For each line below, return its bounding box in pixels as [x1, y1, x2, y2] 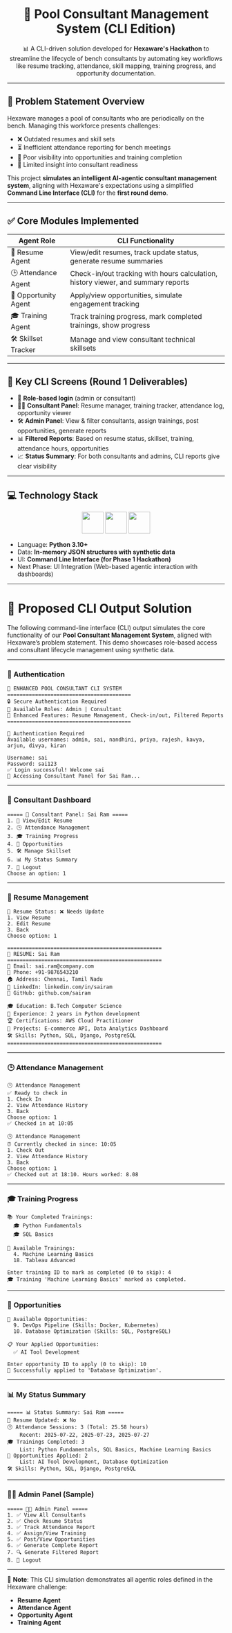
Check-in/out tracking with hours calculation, [70, 269, 218, 279]
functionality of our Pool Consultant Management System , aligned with [7, 631, 212, 640]
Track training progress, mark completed [70, 312, 202, 322]
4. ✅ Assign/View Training [7, 1530, 86, 1537]
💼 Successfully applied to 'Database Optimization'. [7, 1367, 162, 1374]
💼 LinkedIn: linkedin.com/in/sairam [7, 984, 113, 990]
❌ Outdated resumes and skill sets [17, 134, 115, 143]
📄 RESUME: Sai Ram [7, 951, 60, 958]
